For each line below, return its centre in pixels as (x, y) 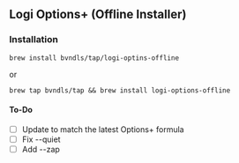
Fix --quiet (41, 139)
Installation (34, 40)
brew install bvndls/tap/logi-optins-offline (94, 58)
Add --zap (41, 150)
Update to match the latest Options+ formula (103, 129)
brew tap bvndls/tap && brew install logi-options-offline (120, 90)
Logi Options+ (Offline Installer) (98, 15)
